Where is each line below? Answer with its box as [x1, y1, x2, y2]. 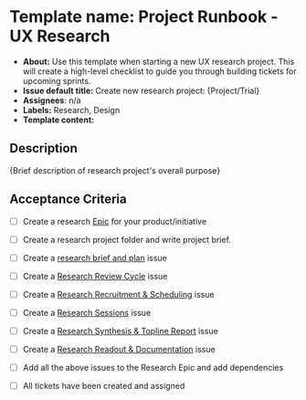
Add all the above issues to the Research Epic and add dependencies [22, 363, 284, 374]
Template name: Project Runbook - [9, 6, 279, 27]
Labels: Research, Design [22, 104, 121, 115]
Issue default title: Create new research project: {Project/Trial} [22, 85, 260, 96]
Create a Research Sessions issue [22, 307, 152, 318]
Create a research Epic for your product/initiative [22, 216, 207, 226]
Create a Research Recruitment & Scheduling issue [22, 289, 215, 300]
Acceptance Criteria [9, 192, 127, 207]
